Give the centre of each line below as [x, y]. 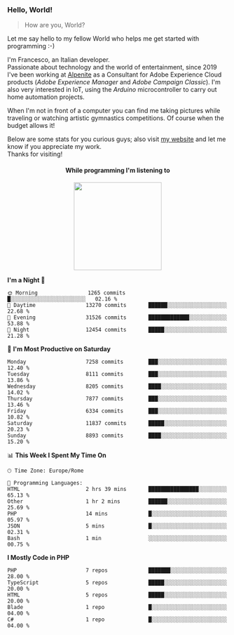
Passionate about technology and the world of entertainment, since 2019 [112, 67]
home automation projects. [46, 97]
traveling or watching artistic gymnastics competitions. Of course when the [116, 118]
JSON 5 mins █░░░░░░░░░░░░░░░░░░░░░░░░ [117, 526]
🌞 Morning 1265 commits [67, 293]
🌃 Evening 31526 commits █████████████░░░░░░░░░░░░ [117, 317]
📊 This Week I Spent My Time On [57, 455]
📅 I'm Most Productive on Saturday [59, 348]
